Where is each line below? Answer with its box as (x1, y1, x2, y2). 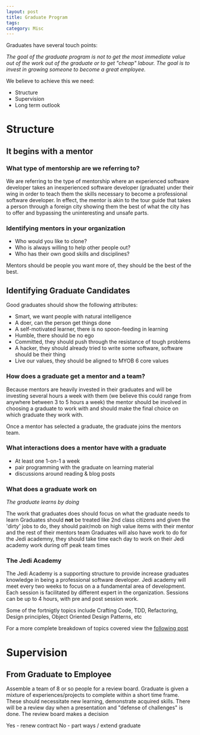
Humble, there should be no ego (14, 332, 94, 339)
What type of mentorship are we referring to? (6, 164, 140, 172)
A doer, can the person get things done (14, 320, 111, 327)
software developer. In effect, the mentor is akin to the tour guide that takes (6, 197, 192, 204)
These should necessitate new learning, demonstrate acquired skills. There (6, 698, 190, 705)
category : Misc (6, 25, 44, 32)
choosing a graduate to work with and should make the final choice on (6, 405, 179, 412)
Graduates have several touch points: (6, 42, 98, 49)
